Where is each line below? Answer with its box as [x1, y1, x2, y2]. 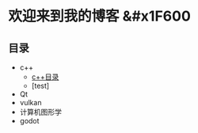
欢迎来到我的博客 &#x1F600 [8, 7, 192, 25]
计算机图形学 [19, 108, 62, 116]
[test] [31, 81, 50, 90]
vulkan [19, 98, 42, 107]
